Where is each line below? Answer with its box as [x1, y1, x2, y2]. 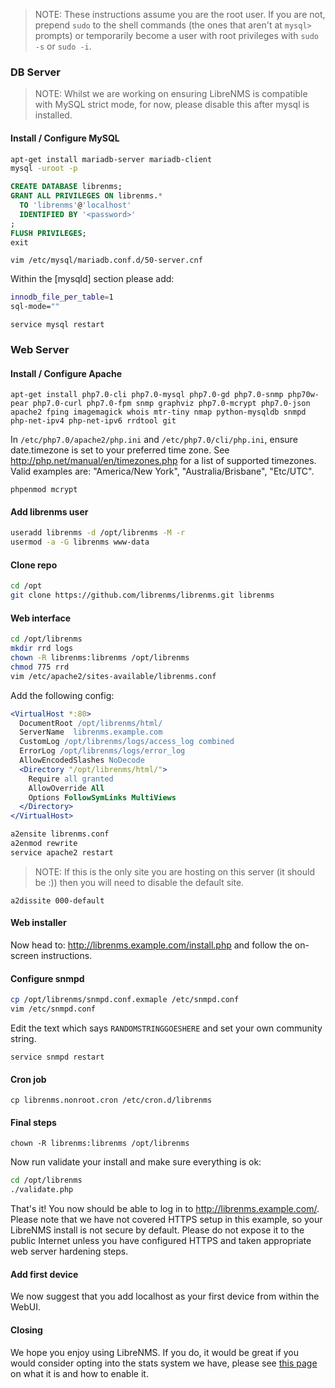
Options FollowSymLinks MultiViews [28, 792, 177, 803]
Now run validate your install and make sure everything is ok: [10, 1156, 262, 1168]
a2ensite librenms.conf [10, 829, 110, 839]
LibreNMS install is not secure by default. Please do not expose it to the [10, 1224, 305, 1236]
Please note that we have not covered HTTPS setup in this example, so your [10, 1214, 323, 1226]
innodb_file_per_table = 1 [10, 292, 114, 303]
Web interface [10, 612, 72, 624]
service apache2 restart [10, 847, 114, 858]
